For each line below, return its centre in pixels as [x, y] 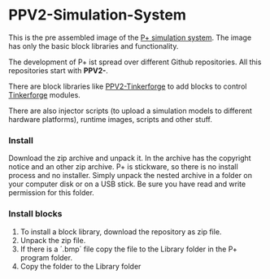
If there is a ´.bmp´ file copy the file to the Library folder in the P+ [129, 249]
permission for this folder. [52, 193]
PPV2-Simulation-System [98, 15]
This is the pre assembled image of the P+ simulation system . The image [130, 37]
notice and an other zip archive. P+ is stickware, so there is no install [123, 167]
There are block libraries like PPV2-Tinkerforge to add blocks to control [128, 86]
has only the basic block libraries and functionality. [94, 46]
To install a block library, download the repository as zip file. [121, 231]
